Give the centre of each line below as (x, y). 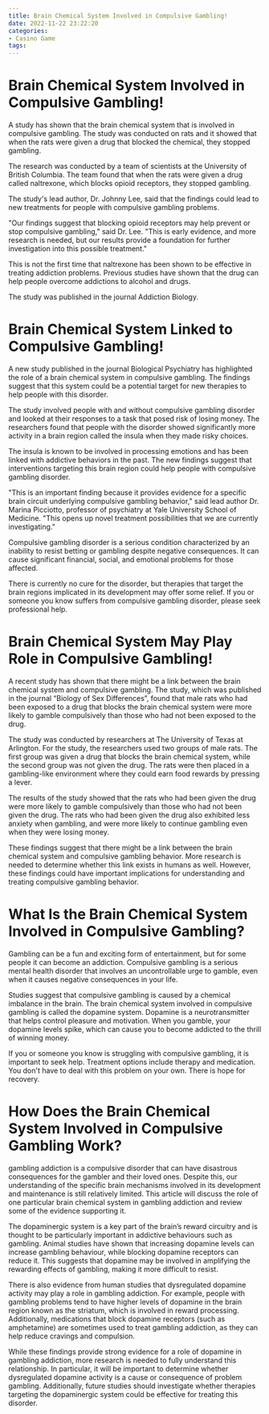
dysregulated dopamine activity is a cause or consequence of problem (125, 1377)
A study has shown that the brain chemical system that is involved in (122, 125)
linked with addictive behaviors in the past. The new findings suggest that (130, 460)
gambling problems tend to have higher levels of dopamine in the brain (125, 1301)
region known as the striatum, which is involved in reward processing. (124, 1310)
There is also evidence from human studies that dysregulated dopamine (127, 1284)
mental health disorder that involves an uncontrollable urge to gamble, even (133, 971)
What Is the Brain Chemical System (128, 915)
